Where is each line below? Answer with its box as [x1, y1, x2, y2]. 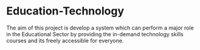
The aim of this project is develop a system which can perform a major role [6, 24, 195, 31]
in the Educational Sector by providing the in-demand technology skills [6, 30, 184, 37]
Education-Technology [6, 4, 125, 18]
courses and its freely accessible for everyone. [6, 37, 124, 44]
